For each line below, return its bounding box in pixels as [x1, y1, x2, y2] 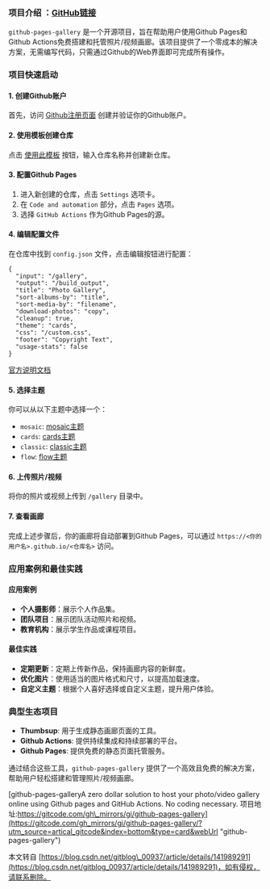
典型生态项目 [8, 706, 59, 717]
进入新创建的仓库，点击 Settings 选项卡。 [19, 189, 160, 199]
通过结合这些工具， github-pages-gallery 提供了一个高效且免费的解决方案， [8, 763, 260, 773]
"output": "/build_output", [15, 279, 110, 287]
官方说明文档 [8, 365, 51, 375]
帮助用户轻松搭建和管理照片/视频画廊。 [8, 774, 139, 783]
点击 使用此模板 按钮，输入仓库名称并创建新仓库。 [8, 149, 175, 159]
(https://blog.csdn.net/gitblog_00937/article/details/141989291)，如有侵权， [8, 862, 260, 872]
